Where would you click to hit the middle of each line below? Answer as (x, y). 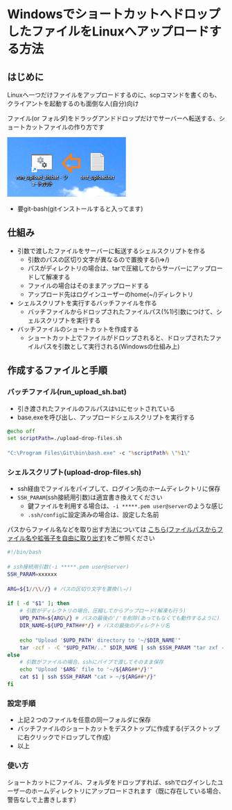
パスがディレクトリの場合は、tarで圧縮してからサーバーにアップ (119, 268)
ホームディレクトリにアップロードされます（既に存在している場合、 (128, 791)
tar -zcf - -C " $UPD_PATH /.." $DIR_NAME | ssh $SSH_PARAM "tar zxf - (122, 647)
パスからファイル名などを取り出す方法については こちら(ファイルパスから (112, 530)
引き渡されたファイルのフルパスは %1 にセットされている (96, 408)
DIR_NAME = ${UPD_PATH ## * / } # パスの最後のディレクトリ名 (95, 626)
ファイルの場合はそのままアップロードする (88, 285)
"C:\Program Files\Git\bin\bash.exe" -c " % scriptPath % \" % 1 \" (99, 453)
